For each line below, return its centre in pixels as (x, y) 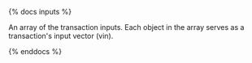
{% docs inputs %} (40, 12)
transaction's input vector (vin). (61, 36)
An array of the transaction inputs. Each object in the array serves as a (126, 27)
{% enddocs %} (35, 51)
